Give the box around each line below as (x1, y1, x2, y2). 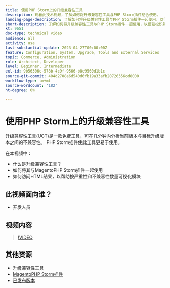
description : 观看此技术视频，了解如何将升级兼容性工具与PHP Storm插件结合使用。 (5, 12, 161, 17)
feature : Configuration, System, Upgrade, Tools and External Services (5, 50, 159, 55)
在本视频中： (5, 150, 32, 156)
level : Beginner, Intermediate (5, 64, 71, 69)
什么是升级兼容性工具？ (12, 161, 62, 167)
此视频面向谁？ (5, 190, 52, 198)
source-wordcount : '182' (5, 83, 58, 88)
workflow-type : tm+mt (5, 78, 51, 83)
